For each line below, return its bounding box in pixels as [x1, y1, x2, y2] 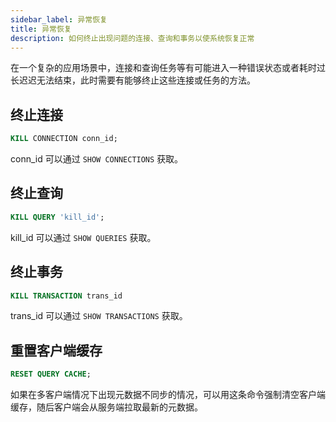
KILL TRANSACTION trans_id [10, 291, 123, 301]
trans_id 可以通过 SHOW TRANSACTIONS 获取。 [10, 310, 188, 322]
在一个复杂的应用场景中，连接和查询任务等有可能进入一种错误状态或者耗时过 [10, 62, 326, 74]
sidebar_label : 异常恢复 [10, 14, 108, 25]
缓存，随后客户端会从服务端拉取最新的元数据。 [10, 401, 203, 413]
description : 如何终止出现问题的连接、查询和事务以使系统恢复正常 [10, 33, 255, 43]
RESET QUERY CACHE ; [10, 369, 92, 380]
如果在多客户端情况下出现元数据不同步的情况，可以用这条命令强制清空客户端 [10, 389, 326, 401]
